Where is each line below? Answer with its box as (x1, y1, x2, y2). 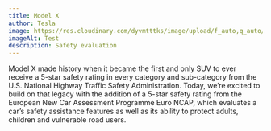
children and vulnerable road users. (8, 115, 127, 125)
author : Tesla (8, 19, 56, 27)
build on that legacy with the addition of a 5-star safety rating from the (8, 89, 242, 99)
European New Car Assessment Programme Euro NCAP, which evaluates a (8, 98, 257, 108)
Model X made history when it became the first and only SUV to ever (8, 63, 236, 73)
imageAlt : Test (8, 34, 60, 43)
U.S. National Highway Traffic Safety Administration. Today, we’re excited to (8, 81, 261, 91)
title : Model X (8, 11, 60, 20)
